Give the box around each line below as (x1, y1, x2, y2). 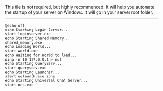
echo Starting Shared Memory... (5, 36, 70, 41)
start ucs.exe (5, 82, 34, 87)
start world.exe (5, 48, 38, 53)
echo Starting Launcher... (5, 70, 60, 75)
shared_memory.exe (5, 40, 42, 45)
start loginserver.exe (5, 31, 51, 36)
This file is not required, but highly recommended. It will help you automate (5, 4, 155, 10)
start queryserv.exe (5, 65, 47, 70)
